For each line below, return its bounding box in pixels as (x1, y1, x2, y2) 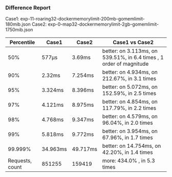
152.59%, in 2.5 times (102, 90, 157, 97)
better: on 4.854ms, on (102, 98, 158, 105)
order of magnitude (102, 61, 149, 68)
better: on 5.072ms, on (102, 84, 158, 91)
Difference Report (5, 4, 51, 11)
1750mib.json (5, 27, 33, 33)
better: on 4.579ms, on (102, 113, 158, 120)
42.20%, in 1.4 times (102, 149, 153, 156)
